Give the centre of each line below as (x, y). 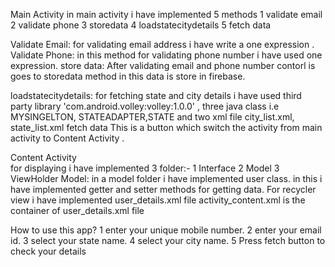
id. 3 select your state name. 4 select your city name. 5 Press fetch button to (168, 240)
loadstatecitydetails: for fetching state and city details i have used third (156, 95)
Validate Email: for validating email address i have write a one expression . (162, 44)
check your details (48, 251)
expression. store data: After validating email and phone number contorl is (163, 65)
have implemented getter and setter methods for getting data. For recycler (163, 189)
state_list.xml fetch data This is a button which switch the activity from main (166, 127)
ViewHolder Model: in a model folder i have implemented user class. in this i (166, 178)
